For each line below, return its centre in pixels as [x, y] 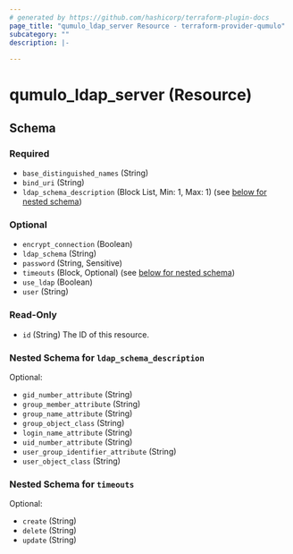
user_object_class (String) [71, 461]
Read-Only [33, 315]
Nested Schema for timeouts [72, 484]
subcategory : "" [39, 34]
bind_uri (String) [53, 183]
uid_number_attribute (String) [77, 442]
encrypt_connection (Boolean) [77, 244]
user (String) [45, 292]
